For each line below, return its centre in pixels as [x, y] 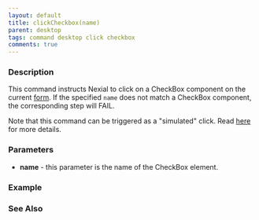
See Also [26, 208]
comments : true [33, 45]
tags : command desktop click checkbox [72, 37]
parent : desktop [35, 30]
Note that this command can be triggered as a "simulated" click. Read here [129, 121]
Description [31, 72]
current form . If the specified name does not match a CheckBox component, [130, 97]
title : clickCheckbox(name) [54, 23]
